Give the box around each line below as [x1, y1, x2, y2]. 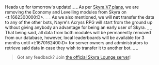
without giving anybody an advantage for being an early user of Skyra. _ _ [5, 25, 153, 30]
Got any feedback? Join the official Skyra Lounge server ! [16, 54, 131, 60]
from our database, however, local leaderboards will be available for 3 [5, 35, 144, 40]
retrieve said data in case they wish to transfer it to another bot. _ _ [5, 45, 138, 51]
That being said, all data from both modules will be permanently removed [5, 30, 151, 35]
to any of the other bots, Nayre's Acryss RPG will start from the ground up [5, 19, 153, 25]
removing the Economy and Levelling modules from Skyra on [5, 9, 127, 15]
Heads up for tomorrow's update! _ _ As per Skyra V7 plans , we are [5, 4, 139, 10]
